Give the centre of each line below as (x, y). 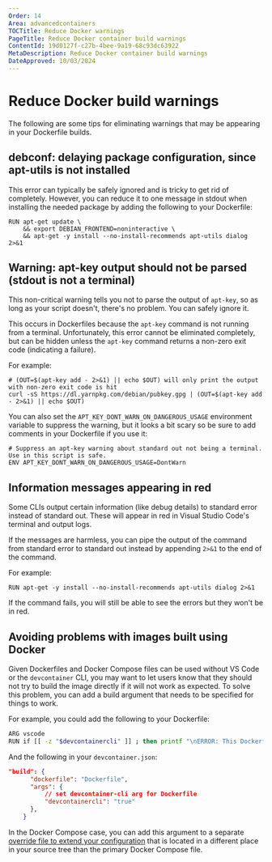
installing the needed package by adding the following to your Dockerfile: (131, 206)
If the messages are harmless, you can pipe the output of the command (127, 540)
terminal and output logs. (50, 524)
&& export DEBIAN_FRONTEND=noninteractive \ (99, 229)
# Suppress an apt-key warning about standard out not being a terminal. (136, 449)
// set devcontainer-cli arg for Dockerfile (121, 794)
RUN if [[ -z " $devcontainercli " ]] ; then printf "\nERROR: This (123, 741)
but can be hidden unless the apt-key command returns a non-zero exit (127, 342)
